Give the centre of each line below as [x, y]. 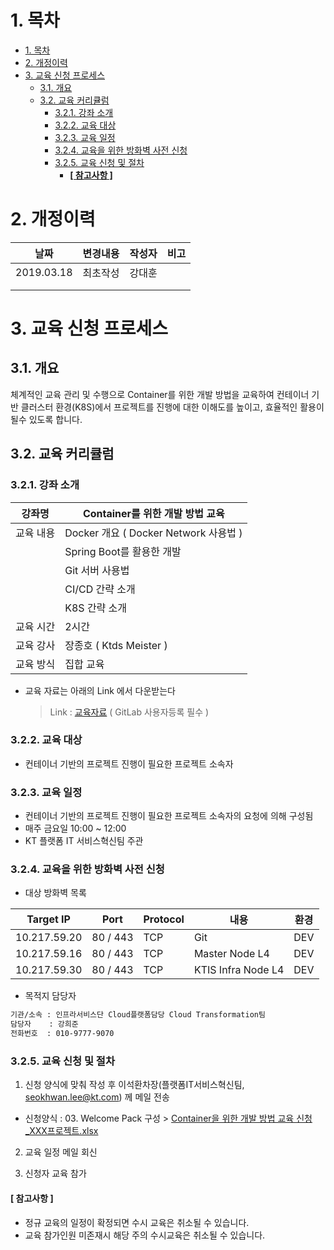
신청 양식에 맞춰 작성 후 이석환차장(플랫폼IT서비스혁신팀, [134, 1085]
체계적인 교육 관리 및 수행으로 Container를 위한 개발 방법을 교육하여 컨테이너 [160, 394]
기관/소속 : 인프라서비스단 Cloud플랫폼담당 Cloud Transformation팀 [138, 1015]
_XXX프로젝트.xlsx [61, 1131]
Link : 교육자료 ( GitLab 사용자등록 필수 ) [129, 712]
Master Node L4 [231, 954]
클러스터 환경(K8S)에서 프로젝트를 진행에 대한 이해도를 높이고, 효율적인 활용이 [172, 407]
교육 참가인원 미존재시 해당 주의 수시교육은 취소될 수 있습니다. [145, 1235]
